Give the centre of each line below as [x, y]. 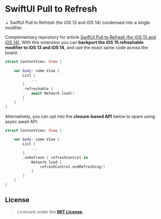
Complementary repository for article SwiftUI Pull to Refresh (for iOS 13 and [81, 37]
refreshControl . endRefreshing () [72, 167]
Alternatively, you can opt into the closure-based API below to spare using [80, 116]
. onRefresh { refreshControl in [55, 158]
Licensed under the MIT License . [50, 212]
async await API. [22, 121]
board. [12, 53]
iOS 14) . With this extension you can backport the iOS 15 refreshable [74, 42]
